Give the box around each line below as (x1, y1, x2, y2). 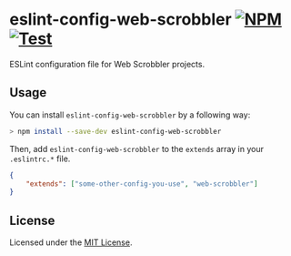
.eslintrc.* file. (9, 153, 71, 164)
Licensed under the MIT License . (9, 237, 133, 248)
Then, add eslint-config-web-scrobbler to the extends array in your (9, 143, 264, 154)
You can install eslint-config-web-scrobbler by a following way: (9, 109, 251, 120)
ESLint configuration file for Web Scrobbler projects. (9, 58, 206, 69)
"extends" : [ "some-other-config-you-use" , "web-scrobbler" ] (25, 179, 258, 189)
